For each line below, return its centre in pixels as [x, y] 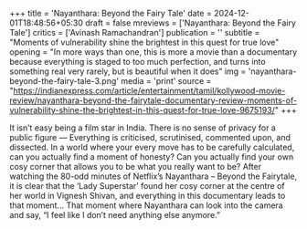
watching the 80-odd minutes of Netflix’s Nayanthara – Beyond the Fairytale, [153, 176]
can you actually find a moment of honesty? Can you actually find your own [152, 157]
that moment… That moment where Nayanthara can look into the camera [146, 205]
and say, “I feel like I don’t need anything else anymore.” [115, 215]
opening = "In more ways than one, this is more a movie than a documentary [153, 52]
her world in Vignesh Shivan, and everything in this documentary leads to [148, 196]
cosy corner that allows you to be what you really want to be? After [136, 167]
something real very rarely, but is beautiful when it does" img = [128, 71]
